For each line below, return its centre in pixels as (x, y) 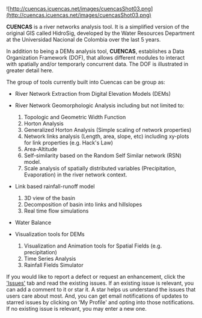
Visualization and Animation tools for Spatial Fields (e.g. (93, 246)
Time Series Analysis (50, 259)
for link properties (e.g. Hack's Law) (68, 143)
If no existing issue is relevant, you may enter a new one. (77, 309)
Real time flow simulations (56, 211)
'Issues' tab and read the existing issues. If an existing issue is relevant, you (100, 283)
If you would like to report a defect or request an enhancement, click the (96, 277)
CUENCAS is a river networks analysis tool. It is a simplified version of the (98, 27)
